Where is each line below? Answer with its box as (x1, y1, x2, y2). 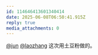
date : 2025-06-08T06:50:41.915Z (6, 14, 86, 20)
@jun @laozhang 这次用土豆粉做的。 (6, 42, 96, 49)
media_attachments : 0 (6, 25, 60, 31)
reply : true (6, 20, 35, 25)
